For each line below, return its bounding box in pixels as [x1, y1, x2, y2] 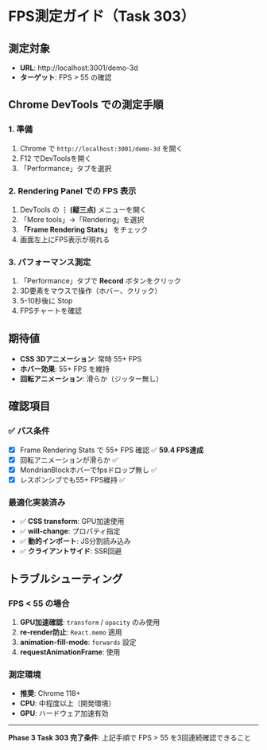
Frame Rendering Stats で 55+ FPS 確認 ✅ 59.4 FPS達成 [19, 445, 204, 455]
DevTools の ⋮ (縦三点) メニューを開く [19, 205, 147, 214]
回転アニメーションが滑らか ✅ [19, 455, 119, 464]
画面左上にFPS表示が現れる [19, 234, 110, 244]
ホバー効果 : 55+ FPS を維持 [19, 364, 110, 374]
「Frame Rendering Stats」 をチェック [19, 225, 149, 234]
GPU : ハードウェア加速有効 [19, 709, 109, 718]
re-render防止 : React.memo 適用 [19, 627, 122, 637]
